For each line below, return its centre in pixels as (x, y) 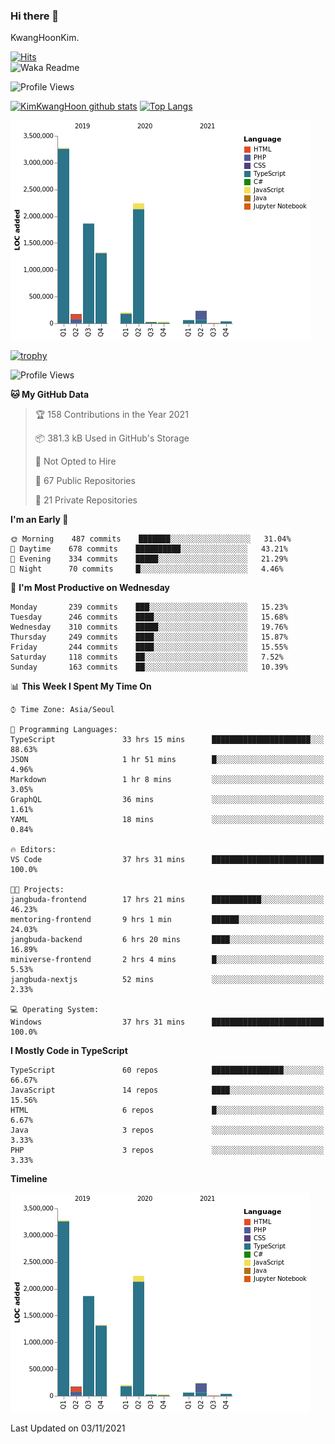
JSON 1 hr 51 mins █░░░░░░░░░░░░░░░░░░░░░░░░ (167, 760)
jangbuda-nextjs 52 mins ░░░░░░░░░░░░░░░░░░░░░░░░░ (167, 980)
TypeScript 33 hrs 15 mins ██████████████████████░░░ (167, 740)
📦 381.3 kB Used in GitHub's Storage (112, 438)
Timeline (29, 1179)
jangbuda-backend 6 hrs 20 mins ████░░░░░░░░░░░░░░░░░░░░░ (167, 940)
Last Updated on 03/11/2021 (68, 1428)
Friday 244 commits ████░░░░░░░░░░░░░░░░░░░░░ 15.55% (149, 647)
